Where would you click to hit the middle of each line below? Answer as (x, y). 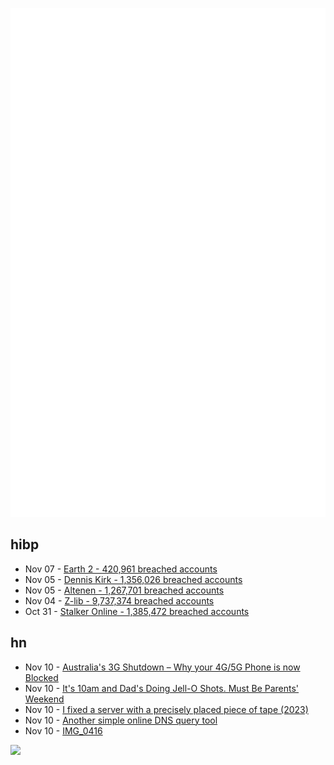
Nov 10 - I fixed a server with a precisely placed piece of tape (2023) (166, 709)
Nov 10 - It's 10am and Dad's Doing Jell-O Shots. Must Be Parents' (162, 688)
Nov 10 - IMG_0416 (63, 730)
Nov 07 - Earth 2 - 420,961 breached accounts (121, 569)
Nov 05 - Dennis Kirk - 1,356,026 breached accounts (133, 579)
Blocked (41, 677)
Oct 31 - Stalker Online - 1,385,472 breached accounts (137, 611)
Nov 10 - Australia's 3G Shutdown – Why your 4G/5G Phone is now (162, 667)
